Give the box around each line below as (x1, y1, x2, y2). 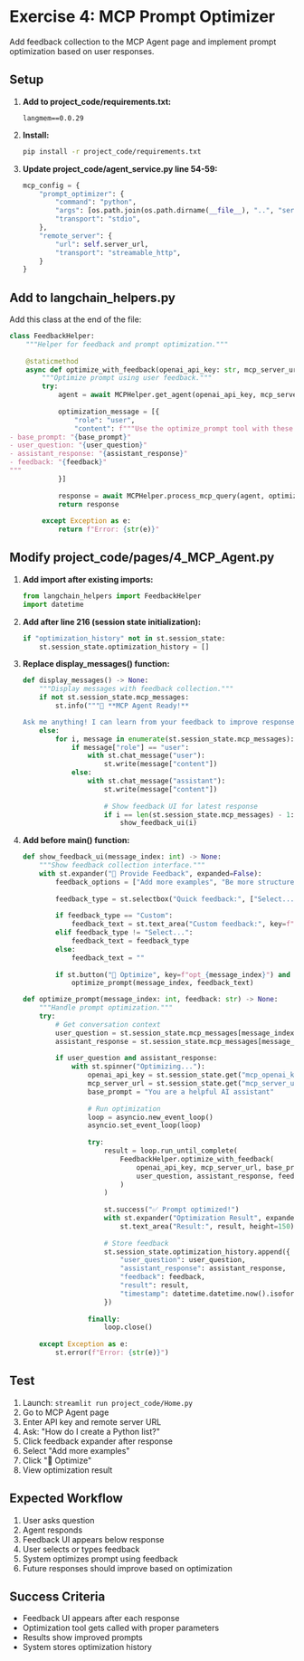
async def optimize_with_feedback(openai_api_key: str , (25, 365, 242, 375)
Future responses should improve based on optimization (22, 1562, 233, 1573)
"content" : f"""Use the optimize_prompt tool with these (73, 423, 294, 433)
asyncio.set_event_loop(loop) (87, 1121, 202, 1130)
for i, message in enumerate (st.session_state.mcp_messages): (55, 735, 295, 744)
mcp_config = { (22, 181, 81, 190)
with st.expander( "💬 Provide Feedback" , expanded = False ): (39, 869, 262, 878)
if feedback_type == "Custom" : (55, 911, 174, 920)
